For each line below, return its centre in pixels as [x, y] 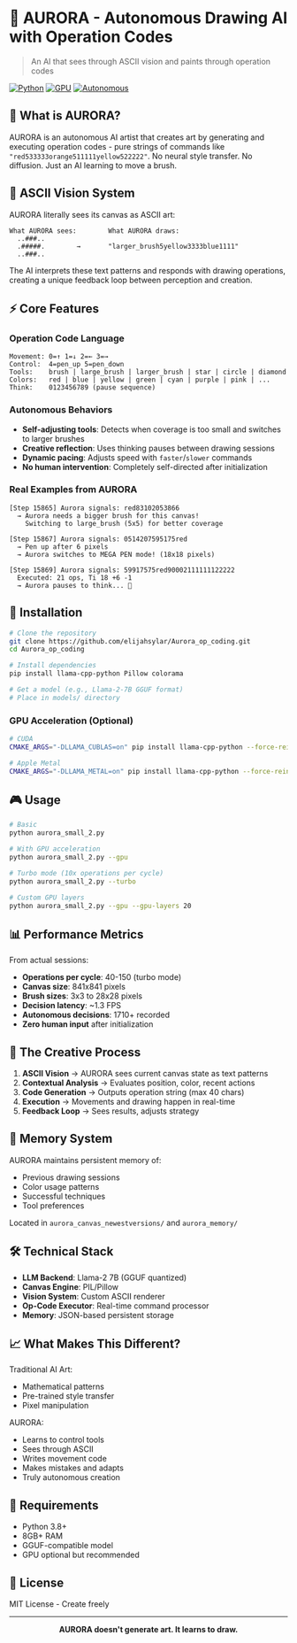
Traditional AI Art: [41, 1369]
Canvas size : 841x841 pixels [74, 987]
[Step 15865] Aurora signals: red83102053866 [94, 508]
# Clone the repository [53, 633]
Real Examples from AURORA [73, 490]
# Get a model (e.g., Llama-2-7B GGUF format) [96, 690]
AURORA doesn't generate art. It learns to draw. [148, 1630]
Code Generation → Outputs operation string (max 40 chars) [133, 1092]
